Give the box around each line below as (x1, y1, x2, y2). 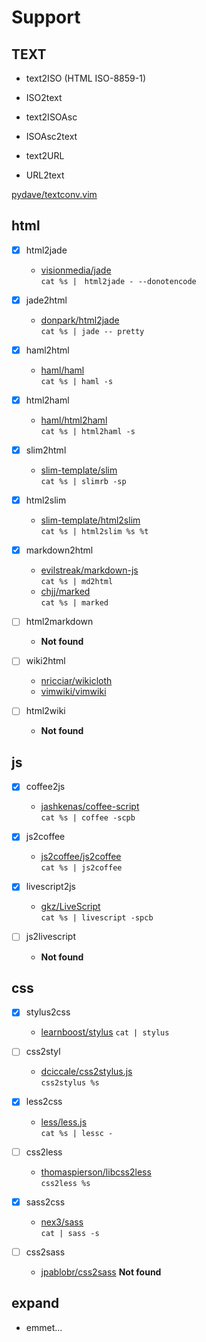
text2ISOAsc (25, 111, 78, 123)
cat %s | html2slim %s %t (40, 527, 149, 537)
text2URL (25, 150, 65, 161)
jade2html (25, 294, 68, 306)
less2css (25, 1096, 63, 1108)
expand (11, 1295, 60, 1312)
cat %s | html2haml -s (40, 427, 136, 437)
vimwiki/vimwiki (40, 686, 107, 698)
